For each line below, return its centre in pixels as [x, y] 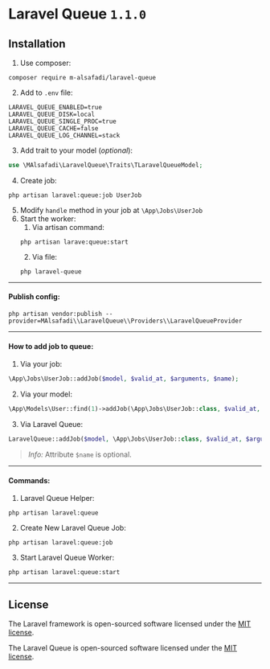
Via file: [45, 257]
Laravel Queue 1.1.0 [78, 14]
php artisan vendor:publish [55, 314]
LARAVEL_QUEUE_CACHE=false [53, 129]
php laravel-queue [51, 271]
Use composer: [45, 63]
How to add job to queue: [51, 346]
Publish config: [34, 297]
